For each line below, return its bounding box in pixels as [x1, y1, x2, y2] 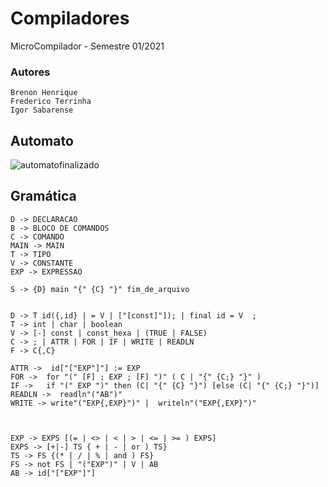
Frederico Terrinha [10, 97, 92, 107]
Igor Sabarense [10, 105, 74, 116]
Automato [10, 132, 74, 149]
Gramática [10, 188, 77, 205]
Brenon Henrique [10, 88, 78, 98]
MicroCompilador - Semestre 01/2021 [10, 40, 165, 52]
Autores [10, 65, 51, 79]
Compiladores [10, 7, 130, 30]
